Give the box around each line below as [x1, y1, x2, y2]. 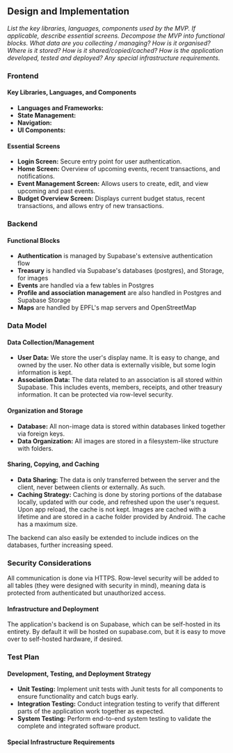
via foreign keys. [17, 429, 65, 438]
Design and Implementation [7, 6, 130, 17]
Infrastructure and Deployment [7, 605, 99, 613]
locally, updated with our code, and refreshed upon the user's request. [17, 498, 220, 506]
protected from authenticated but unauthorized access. [7, 589, 166, 597]
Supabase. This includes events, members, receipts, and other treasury [17, 383, 223, 392]
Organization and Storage [7, 406, 83, 415]
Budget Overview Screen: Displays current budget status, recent [17, 194, 205, 203]
